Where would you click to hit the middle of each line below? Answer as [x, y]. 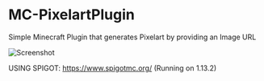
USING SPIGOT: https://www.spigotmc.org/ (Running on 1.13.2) [113, 68]
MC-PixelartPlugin [71, 15]
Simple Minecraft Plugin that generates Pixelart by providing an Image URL [132, 37]
